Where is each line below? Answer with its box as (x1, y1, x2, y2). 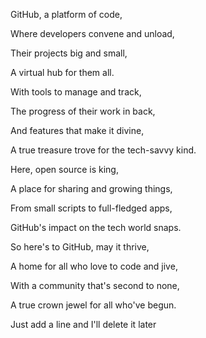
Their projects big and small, (10, 47, 128, 59)
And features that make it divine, (10, 125, 145, 136)
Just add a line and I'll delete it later (10, 319, 157, 330)
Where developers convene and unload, (10, 28, 175, 39)
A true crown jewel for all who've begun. (10, 299, 177, 311)
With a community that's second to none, (10, 280, 180, 291)
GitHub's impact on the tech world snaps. (10, 222, 182, 233)
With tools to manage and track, (10, 86, 142, 98)
